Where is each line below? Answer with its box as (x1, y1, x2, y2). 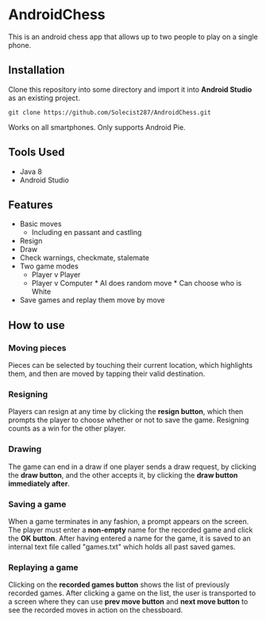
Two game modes (19, 261, 79, 271)
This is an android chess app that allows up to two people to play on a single (8, 32, 258, 41)
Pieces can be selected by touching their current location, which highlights (8, 361, 253, 370)
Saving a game (8, 498, 67, 510)
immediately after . (8, 478, 70, 488)
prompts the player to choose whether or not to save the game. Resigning (8, 416, 249, 425)
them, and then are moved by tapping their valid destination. (8, 369, 206, 379)
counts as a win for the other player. (8, 424, 126, 433)
